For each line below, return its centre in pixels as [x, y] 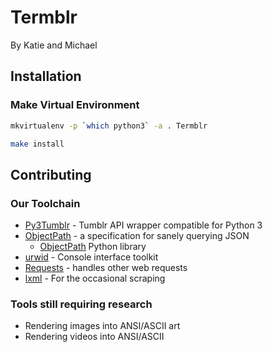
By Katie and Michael [54, 45]
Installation [46, 76]
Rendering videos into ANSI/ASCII [94, 337]
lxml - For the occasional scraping [95, 278]
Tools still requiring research [81, 304]
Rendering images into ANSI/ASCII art [102, 326]
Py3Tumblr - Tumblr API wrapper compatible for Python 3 [143, 225]
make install [37, 144]
